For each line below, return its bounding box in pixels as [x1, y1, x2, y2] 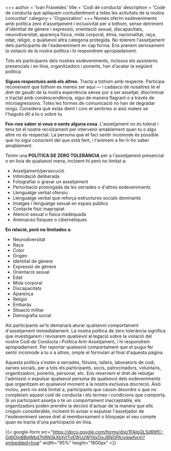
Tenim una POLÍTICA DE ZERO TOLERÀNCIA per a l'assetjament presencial [5, 153, 164, 158]
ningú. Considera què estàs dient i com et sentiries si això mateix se [5, 106, 149, 111]
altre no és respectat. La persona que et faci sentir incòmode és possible [5, 132, 159, 137]
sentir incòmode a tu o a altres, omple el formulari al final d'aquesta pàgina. [5, 349, 164, 355]
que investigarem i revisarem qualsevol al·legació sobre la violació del [5, 333, 152, 339]
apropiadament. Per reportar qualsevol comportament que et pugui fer [5, 344, 154, 350]
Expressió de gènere [12, 264, 57, 270]
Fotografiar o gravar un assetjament [12, 179, 88, 184]
